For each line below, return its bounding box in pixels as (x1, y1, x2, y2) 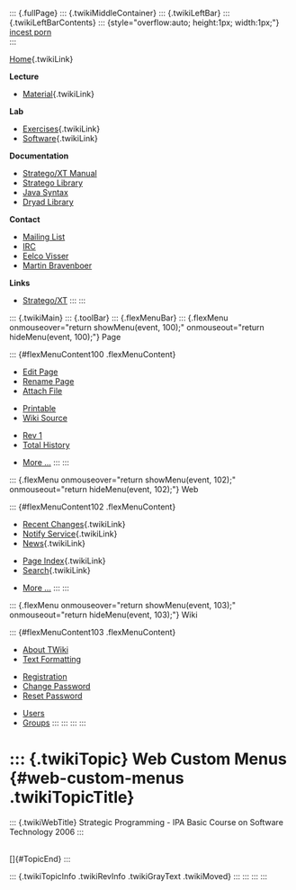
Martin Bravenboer (22, 260, 93, 271)
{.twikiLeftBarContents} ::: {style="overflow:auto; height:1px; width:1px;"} (9, 17, 280, 28)
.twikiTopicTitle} (9, 787, 135, 808)
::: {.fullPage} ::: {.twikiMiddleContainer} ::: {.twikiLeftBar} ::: (9, 8, 230, 18)
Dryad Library (22, 197, 74, 207)
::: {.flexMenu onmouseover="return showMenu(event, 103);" (9, 600, 237, 610)
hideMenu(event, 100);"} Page (9, 332, 121, 342)
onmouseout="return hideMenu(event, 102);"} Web (9, 484, 199, 494)
